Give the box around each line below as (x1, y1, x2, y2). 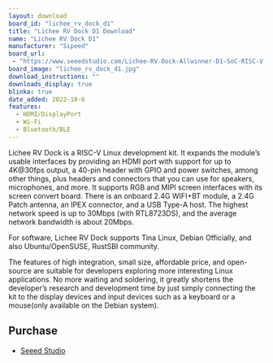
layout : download (8, 11, 67, 20)
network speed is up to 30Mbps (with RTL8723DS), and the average (8, 208, 237, 218)
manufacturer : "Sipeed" (8, 42, 89, 50)
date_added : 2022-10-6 (8, 95, 85, 103)
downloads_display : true (8, 80, 93, 88)
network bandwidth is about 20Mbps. (8, 216, 134, 226)
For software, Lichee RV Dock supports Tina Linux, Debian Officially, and (8, 233, 252, 243)
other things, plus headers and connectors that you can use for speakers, (8, 173, 254, 183)
